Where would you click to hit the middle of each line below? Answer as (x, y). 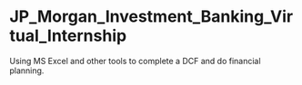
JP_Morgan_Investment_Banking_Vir (151, 17)
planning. (27, 71)
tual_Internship (68, 36)
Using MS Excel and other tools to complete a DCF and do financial (135, 61)
